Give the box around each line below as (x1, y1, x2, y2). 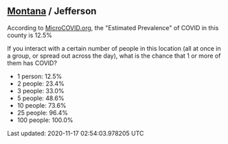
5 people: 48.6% (16, 94, 65, 102)
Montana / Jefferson (7, 5, 97, 17)
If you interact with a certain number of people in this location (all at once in (7, 44, 221, 52)
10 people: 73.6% (16, 101, 67, 109)
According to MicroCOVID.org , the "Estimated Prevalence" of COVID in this (7, 23, 219, 32)
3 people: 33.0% (16, 86, 65, 95)
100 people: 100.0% (16, 116, 73, 124)
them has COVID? (7, 58, 57, 67)
